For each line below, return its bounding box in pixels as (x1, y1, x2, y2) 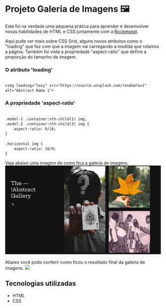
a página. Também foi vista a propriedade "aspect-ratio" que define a (5, 49, 147, 55)
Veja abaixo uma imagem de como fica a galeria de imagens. (5, 160, 129, 166)
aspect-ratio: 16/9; (14, 146, 56, 151)
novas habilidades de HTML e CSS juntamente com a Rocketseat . (5, 28, 139, 34)
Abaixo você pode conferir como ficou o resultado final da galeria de (5, 259, 145, 265)
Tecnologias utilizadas (5, 279, 76, 288)
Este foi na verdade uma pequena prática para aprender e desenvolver (5, 23, 149, 29)
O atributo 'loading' (5, 66, 53, 73)
